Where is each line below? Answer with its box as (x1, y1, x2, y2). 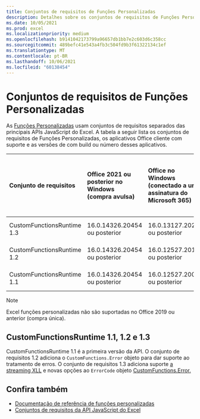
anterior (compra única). (6, 315, 66, 322)
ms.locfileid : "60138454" (6, 64, 70, 70)
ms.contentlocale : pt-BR (6, 53, 68, 59)
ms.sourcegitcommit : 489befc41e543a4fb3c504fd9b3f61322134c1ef (6, 42, 167, 48)
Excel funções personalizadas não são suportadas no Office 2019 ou (6, 308, 175, 316)
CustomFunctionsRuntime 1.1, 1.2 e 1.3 (6, 332, 151, 342)
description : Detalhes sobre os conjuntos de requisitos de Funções (6, 14, 180, 20)
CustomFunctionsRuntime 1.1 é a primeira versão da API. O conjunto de (6, 348, 180, 355)
